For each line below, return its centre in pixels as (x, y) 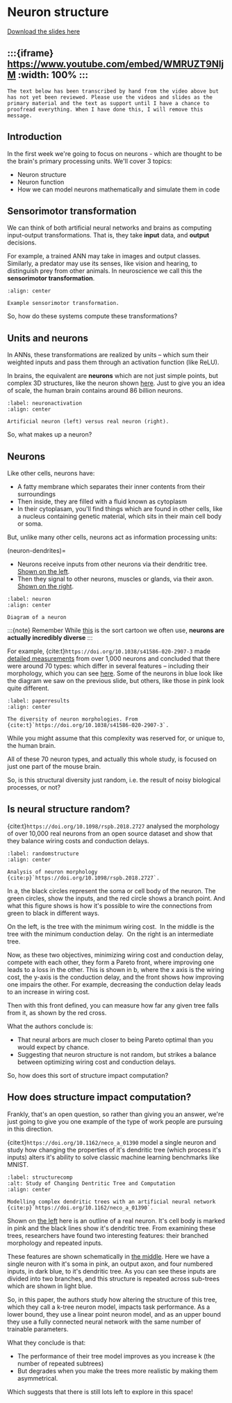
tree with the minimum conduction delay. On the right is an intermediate (110, 934)
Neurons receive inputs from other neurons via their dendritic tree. (112, 564)
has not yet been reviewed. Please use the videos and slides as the (110, 97)
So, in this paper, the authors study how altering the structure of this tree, (112, 1299)
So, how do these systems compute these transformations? (92, 316)
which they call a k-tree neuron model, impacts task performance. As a (109, 1307)
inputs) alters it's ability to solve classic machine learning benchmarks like (113, 1157)
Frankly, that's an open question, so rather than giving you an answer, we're (116, 1114)
